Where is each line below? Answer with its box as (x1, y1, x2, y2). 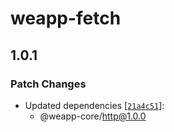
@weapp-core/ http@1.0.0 (39, 110, 147, 122)
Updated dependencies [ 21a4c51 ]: (24, 99, 165, 111)
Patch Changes (10, 77, 87, 91)
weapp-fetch (10, 7, 122, 30)
